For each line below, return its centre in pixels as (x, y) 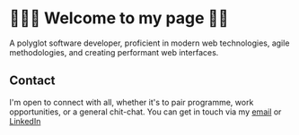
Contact (32, 81)
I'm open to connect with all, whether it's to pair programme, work (132, 102)
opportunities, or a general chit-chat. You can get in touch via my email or (145, 112)
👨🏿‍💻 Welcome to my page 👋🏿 (119, 18)
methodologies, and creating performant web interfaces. (114, 52)
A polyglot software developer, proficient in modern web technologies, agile (149, 43)
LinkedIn (25, 121)
